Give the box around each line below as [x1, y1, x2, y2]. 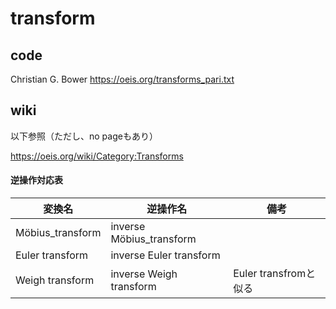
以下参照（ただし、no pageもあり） [10, 130, 158, 142]
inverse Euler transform [110, 248, 221, 262]
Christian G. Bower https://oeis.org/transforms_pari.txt [10, 73, 235, 85]
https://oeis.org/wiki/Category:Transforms [10, 150, 184, 162]
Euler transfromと [233, 267, 317, 281]
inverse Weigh [110, 267, 178, 281]
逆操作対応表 [10, 174, 63, 186]
